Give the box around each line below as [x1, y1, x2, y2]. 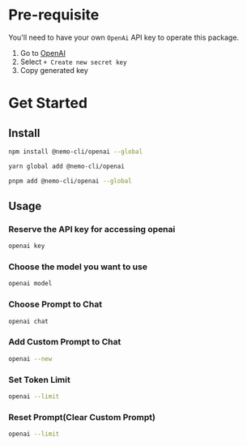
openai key [8, 242, 45, 251]
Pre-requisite [8, 6, 100, 24]
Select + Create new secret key [19, 57, 127, 66]
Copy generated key [19, 65, 89, 75]
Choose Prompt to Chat [8, 298, 103, 310]
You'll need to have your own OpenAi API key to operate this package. [8, 32, 240, 42]
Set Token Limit [8, 374, 70, 385]
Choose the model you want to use [8, 261, 148, 272]
